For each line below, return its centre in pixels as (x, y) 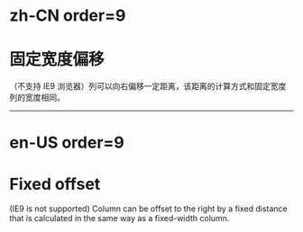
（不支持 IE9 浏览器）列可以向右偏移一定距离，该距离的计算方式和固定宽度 (148, 86)
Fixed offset (55, 184)
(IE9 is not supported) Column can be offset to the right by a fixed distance (149, 209)
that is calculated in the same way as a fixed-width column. (119, 219)
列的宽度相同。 (37, 98)
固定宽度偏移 (57, 60)
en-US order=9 (67, 143)
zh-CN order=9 (68, 16)
